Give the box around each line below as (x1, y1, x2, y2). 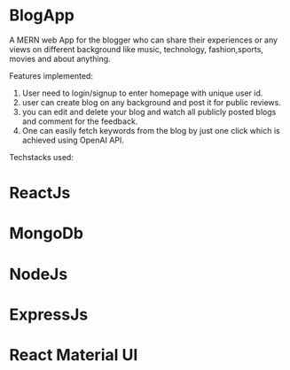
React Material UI (9, 344, 138, 365)
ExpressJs (9, 304, 89, 324)
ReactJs (9, 183, 71, 204)
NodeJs (9, 264, 68, 284)
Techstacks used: (9, 151, 74, 162)
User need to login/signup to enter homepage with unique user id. (21, 88, 263, 98)
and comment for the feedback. (21, 116, 138, 127)
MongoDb (9, 223, 84, 243)
